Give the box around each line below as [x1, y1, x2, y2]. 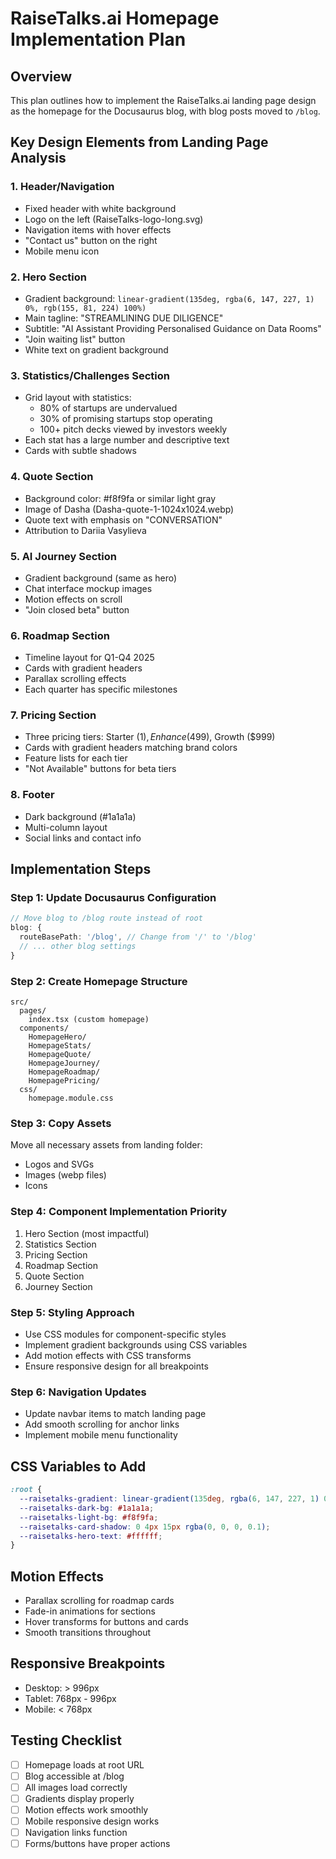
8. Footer [10, 788, 55, 802]
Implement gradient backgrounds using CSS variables [24, 1339, 248, 1351]
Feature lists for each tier [24, 752, 128, 764]
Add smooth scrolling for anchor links [24, 1418, 180, 1431]
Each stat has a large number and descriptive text [24, 434, 230, 446]
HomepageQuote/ [28, 1050, 92, 1060]
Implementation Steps [10, 861, 152, 878]
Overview [10, 68, 73, 85]
